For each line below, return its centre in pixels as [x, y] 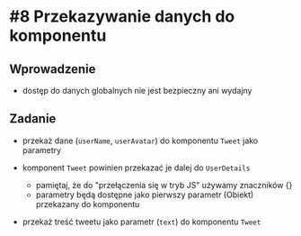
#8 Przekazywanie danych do [122, 17]
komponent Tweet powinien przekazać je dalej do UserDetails [136, 168]
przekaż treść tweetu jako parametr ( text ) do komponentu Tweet [142, 222]
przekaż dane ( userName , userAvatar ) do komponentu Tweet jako [140, 141]
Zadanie [33, 119]
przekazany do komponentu [88, 204]
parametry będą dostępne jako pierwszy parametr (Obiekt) [145, 195]
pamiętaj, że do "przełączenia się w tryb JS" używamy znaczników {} [164, 185]
